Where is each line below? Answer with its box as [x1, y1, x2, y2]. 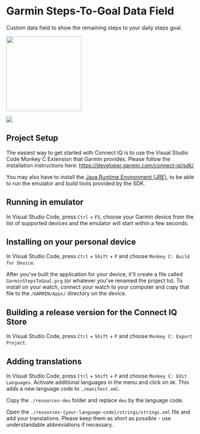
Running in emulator [6, 197, 84, 208]
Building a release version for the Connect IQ [6, 307, 177, 318]
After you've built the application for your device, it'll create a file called [6, 271, 183, 278]
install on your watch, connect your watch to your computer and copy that [6, 283, 190, 291]
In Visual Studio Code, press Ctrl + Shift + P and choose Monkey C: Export [6, 333, 193, 340]
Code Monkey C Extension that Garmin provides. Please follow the [6, 155, 171, 163]
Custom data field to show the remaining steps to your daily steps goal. [6, 24, 183, 31]
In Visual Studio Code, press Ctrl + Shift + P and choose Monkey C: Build [6, 253, 190, 260]
